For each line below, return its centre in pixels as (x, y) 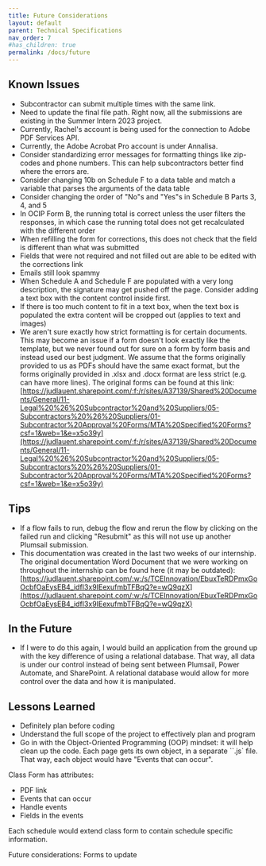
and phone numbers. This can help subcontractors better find (143, 163)
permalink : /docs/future (49, 52)
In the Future (40, 629)
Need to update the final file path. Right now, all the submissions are (131, 112)
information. (28, 840)
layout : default (35, 23)
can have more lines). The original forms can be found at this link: (127, 382)
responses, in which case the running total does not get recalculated (132, 222)
